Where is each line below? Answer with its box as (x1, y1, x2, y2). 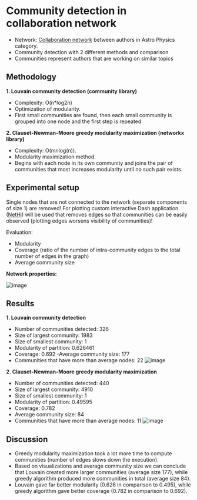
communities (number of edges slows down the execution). (14, 456, 159, 463)
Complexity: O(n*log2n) (14, 99, 72, 106)
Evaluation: (6, 229, 34, 236)
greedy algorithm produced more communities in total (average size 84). (14, 475, 191, 482)
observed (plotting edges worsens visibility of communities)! (6, 217, 153, 224)
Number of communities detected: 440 (14, 380, 110, 387)
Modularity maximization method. (14, 153, 96, 160)
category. (14, 42, 38, 49)
